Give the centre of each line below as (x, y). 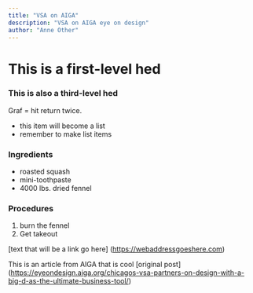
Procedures (31, 209)
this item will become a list (62, 126)
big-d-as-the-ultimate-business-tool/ (69, 281)
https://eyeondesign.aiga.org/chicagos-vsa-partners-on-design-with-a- (128, 273)
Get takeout (38, 234)
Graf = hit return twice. (45, 110)
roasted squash (45, 172)
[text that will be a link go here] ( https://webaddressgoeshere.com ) (117, 249)
